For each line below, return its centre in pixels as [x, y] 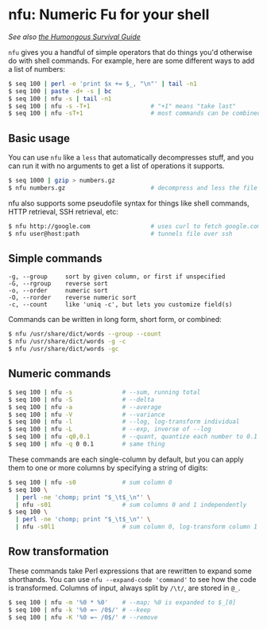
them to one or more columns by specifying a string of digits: [108, 467]
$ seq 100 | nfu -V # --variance [87, 415]
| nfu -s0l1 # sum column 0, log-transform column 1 [137, 527]
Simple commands [55, 259]
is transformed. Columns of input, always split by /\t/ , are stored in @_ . [124, 588]
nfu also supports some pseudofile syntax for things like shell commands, [129, 203]
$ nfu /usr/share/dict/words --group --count [85, 334]
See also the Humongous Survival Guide [75, 37]
